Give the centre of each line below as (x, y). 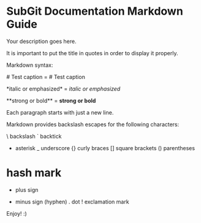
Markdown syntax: (30, 65)
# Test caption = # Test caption (46, 77)
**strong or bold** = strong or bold (51, 100)
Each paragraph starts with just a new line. (60, 112)
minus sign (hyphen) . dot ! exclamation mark (72, 202)
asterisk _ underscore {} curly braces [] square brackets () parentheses (105, 148)
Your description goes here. (41, 41)
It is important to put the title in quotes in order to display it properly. (92, 53)
